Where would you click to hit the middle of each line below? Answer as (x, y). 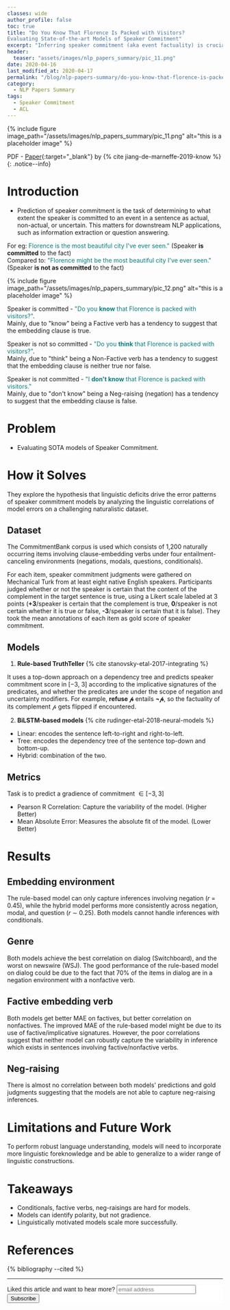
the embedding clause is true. (49, 331)
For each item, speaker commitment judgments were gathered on (99, 575)
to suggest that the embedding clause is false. (72, 401)
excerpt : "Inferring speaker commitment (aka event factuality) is (105, 45)
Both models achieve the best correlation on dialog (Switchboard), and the (112, 958)
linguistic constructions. (41, 1161)
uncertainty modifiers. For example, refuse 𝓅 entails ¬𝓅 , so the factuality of (114, 699)
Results (29, 856)
